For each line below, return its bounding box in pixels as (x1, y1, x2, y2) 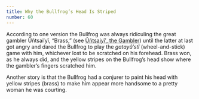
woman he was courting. (6, 86, 67, 93)
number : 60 (6, 14, 33, 20)
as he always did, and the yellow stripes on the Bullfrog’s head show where (6, 56, 191, 63)
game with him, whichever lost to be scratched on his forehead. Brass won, (6, 49, 192, 56)
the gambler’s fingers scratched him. (6, 62, 97, 69)
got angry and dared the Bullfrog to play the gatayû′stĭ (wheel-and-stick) (6, 43, 185, 50)
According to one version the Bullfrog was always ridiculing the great (6, 30, 176, 37)
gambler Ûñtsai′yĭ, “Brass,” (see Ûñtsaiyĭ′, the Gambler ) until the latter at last (6, 37, 193, 44)
